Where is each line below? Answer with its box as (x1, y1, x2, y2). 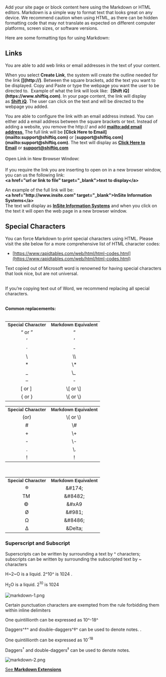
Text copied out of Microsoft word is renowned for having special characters (5, 265, 162, 271)
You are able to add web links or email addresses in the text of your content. (5, 62, 161, 68)
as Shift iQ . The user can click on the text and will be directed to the (5, 98, 144, 104)
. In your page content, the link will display (60, 93, 147, 99)
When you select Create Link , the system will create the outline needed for (5, 72, 159, 78)
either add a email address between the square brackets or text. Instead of (5, 118, 158, 124)
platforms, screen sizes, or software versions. (5, 25, 99, 31)
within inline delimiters (5, 607, 51, 613)
